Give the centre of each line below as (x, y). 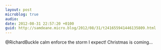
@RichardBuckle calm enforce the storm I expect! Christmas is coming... (79, 42)
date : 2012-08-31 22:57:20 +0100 (40, 24)
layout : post (19, 10)
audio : (12, 19)
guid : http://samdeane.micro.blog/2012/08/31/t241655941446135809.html (80, 28)
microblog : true (22, 14)
